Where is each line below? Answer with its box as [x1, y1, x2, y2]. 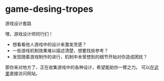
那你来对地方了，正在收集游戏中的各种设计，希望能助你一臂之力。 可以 [5, 64, 150, 70]
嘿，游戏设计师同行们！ [5, 31, 53, 37]
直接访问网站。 [9, 70, 40, 76]
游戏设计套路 [5, 20, 31, 26]
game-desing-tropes [5, 3, 93, 15]
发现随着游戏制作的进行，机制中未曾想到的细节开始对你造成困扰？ [12, 53, 148, 60]
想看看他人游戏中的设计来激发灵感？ [12, 41, 87, 47]
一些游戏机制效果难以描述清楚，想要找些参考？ [12, 47, 108, 53]
